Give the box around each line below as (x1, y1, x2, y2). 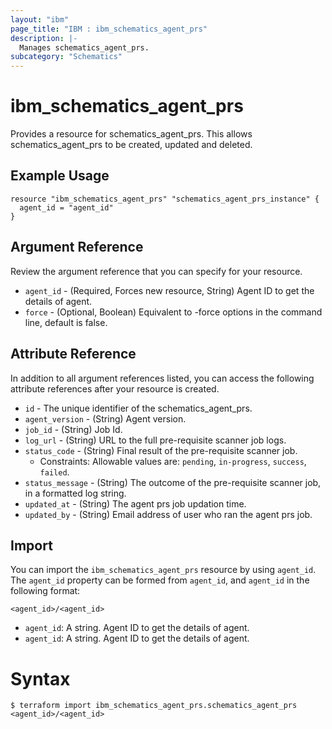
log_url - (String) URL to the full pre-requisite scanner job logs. (24, 434, 287, 446)
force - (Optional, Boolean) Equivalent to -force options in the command (24, 306, 323, 318)
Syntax (10, 667, 71, 690)
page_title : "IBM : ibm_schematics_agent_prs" (10, 24, 208, 34)
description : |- (10, 33, 78, 43)
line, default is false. (24, 316, 108, 328)
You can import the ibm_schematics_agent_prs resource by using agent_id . (10, 564, 317, 576)
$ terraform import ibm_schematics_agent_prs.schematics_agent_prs (10, 701, 298, 711)
